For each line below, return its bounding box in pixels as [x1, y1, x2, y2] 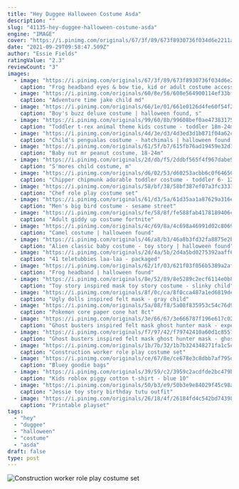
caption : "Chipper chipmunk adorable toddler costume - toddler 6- [20, 176, 224, 183]
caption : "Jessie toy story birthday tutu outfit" [20, 388, 174, 396]
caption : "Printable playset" [20, 401, 110, 408]
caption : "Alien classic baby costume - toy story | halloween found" [20, 242, 234, 249]
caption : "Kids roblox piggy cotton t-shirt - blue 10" [20, 375, 190, 382]
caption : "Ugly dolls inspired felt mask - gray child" [20, 295, 190, 303]
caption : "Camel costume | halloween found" [20, 229, 154, 236]
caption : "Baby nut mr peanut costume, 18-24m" [20, 150, 164, 157]
